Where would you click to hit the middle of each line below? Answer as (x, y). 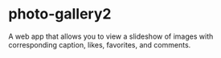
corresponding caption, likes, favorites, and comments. (100, 44)
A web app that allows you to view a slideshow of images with (111, 36)
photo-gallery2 (60, 14)
